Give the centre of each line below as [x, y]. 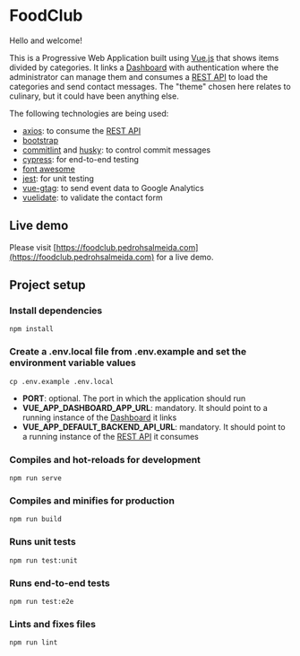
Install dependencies [56, 311]
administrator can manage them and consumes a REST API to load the [139, 76]
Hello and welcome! [46, 40]
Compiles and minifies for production [92, 501]
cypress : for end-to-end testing [80, 159]
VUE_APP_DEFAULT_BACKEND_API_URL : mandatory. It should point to [154, 426]
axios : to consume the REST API [81, 130]
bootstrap [40, 140]
